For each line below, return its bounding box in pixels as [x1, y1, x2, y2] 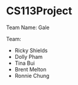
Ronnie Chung [14, 72, 50, 79]
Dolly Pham [14, 53, 43, 60]
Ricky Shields [14, 46, 48, 54]
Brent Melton [14, 65, 47, 73]
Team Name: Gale [6, 24, 50, 31]
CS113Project [6, 4, 73, 18]
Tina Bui [14, 59, 35, 67]
